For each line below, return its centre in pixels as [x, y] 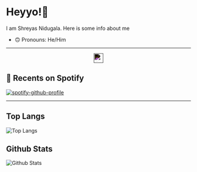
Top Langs [26, 117]
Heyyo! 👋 [27, 12]
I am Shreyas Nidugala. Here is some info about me [68, 28]
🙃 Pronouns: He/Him [40, 39]
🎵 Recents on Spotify [45, 78]
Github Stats [29, 149]
